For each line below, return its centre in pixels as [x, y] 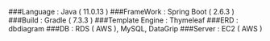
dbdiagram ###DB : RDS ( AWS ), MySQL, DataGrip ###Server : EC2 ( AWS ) [135, 29]
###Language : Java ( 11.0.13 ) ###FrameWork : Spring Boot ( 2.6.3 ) [122, 12]
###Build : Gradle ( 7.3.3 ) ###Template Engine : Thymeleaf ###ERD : [123, 20]
